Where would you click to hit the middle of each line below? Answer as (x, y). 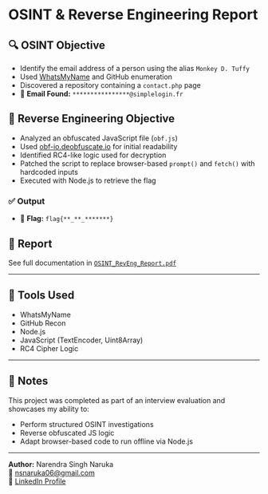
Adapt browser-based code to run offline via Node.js (106, 441)
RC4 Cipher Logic (49, 348)
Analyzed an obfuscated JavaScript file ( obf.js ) (99, 138)
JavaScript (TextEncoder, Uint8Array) (81, 340)
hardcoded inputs (49, 172)
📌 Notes (28, 381)
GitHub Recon (43, 323)
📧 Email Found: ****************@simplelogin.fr (101, 94)
